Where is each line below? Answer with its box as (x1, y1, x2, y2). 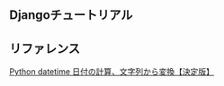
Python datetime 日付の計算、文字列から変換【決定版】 (9, 66, 214, 77)
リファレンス (9, 40, 81, 56)
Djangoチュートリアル (9, 7, 133, 23)
